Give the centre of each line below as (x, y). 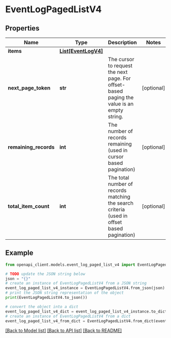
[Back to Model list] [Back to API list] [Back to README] (64, 331)
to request (120, 66)
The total (119, 178)
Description (122, 43)
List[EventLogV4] (81, 51)
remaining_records (31, 147)
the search (121, 203)
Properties (22, 28)
